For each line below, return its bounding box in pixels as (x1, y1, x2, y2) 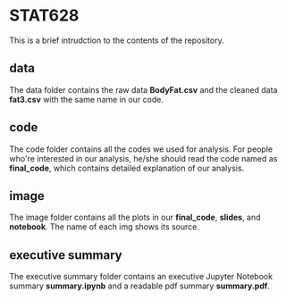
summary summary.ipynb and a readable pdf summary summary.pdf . (9, 280, 271, 291)
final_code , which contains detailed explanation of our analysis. (9, 162, 245, 173)
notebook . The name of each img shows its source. (9, 221, 199, 232)
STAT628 (9, 5, 80, 26)
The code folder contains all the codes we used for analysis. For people (9, 144, 273, 154)
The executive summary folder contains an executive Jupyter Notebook (9, 271, 273, 282)
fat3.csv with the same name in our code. (9, 94, 164, 104)
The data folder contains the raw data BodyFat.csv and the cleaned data (9, 84, 278, 95)
